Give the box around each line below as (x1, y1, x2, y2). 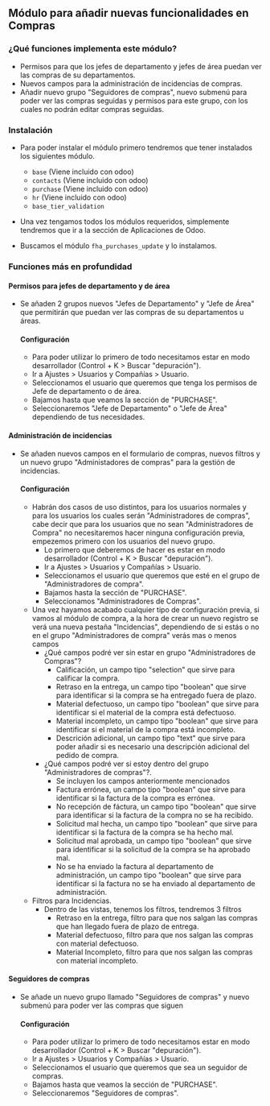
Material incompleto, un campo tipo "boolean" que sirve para (55, 716, 259, 726)
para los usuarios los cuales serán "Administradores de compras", (31, 511, 251, 520)
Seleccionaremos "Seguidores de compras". (31, 1088, 179, 1098)
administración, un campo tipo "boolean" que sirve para (55, 870, 242, 880)
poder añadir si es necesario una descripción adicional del (55, 741, 250, 752)
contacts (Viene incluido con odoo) (31, 175, 149, 184)
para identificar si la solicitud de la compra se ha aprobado (55, 844, 251, 854)
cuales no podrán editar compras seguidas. (19, 104, 165, 114)
